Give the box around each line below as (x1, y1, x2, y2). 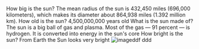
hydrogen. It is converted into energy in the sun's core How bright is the (6, 30, 183, 37)
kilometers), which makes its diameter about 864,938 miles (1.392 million (6, 11, 186, 18)
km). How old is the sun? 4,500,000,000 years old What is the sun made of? (6, 18, 194, 24)
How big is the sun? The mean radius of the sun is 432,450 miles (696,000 (6, 5, 191, 12)
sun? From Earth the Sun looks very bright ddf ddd (6, 37, 152, 43)
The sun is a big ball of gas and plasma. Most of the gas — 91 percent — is (6, 24, 190, 31)
